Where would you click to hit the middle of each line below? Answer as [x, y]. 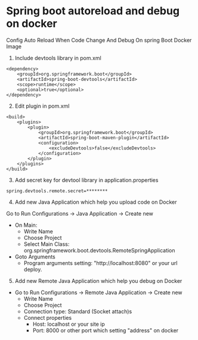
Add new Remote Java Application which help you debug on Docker [98, 280]
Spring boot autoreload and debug [93, 11]
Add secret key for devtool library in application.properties [86, 180]
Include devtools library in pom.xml [58, 58]
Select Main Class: [47, 244]
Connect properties [48, 317]
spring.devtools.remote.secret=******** [57, 191]
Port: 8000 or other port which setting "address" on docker [106, 330]
